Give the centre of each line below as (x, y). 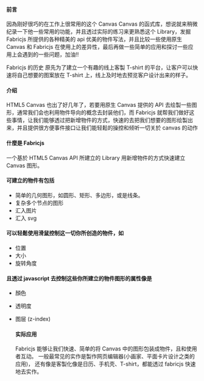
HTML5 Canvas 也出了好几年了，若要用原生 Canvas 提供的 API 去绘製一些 (99, 105)
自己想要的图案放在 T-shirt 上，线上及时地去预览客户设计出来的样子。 (104, 75)
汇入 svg (26, 218)
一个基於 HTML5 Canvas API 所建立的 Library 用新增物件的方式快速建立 (96, 158)
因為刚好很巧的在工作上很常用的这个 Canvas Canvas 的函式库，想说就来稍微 (102, 24)
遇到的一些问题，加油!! (51, 54)
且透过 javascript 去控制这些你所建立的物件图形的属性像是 (79, 278)
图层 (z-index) (33, 319)
